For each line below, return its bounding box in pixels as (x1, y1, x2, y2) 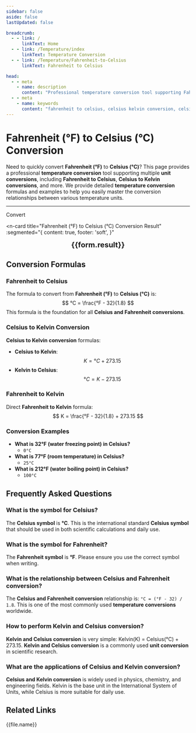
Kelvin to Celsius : (14, 366, 58, 373)
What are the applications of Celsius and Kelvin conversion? (6, 663, 181, 671)
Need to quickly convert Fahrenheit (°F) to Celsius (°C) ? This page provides (6, 163, 190, 170)
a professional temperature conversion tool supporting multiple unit (6, 169, 171, 176)
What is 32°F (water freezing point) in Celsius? (14, 441, 130, 448)
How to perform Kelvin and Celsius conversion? (6, 622, 144, 630)
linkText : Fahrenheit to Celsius (21, 63, 103, 69)
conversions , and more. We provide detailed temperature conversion (6, 182, 175, 189)
